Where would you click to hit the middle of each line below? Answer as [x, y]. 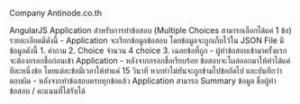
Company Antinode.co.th [55, 13]
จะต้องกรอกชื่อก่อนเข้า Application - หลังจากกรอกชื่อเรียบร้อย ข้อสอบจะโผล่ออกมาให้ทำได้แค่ [150, 61]
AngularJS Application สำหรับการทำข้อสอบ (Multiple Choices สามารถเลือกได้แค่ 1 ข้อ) [151, 30]
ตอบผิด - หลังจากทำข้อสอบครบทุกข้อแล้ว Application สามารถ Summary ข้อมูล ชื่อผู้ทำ [143, 81]
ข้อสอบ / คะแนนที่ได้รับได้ [47, 91]
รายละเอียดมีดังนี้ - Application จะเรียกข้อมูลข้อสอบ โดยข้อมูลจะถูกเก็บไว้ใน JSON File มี [147, 40]
